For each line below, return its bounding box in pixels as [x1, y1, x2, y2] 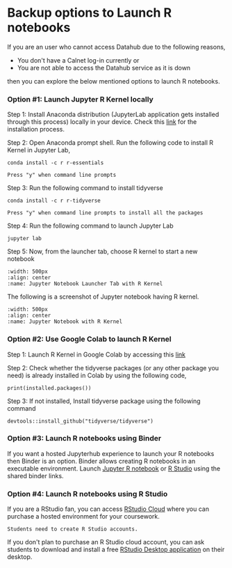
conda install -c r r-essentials [7, 159, 104, 166]
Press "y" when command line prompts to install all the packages [7, 210, 204, 216]
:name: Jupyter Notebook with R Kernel [7, 318, 123, 325]
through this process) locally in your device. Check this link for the [7, 118, 197, 126]
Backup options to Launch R [7, 5, 172, 21]
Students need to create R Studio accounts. [7, 526, 138, 533]
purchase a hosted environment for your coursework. [7, 512, 160, 521]
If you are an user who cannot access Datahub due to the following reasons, [7, 42, 226, 51]
